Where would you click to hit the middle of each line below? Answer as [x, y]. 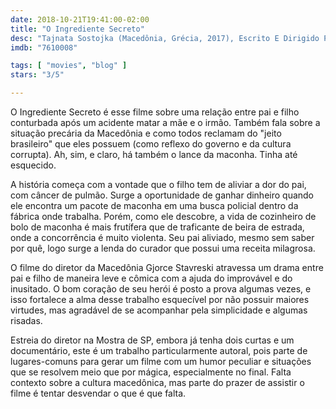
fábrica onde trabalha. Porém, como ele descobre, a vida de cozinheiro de [163, 216]
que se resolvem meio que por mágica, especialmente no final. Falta [151, 372]
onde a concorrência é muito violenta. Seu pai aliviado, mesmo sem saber [162, 237]
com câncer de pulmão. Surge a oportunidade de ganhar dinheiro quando [162, 195]
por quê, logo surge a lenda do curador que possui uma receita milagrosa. [163, 248]
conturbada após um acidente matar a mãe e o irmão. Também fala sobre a [165, 122]
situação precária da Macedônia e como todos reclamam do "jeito [146, 133]
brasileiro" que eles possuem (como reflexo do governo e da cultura [151, 144]
